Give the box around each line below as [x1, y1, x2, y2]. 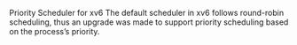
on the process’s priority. [9, 26, 100, 36]
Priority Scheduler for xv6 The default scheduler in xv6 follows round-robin [9, 8, 285, 18]
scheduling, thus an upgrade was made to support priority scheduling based [9, 17, 289, 27]
